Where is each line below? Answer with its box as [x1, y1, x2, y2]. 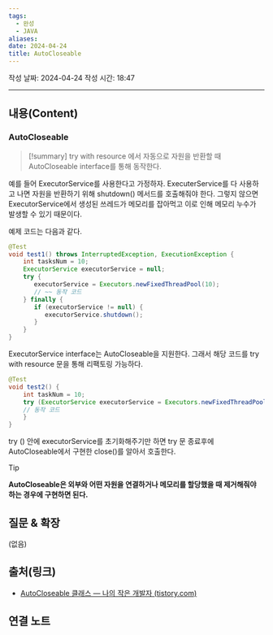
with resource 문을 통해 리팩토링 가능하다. [8, 359, 144, 369]
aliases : [8, 34, 38, 43]
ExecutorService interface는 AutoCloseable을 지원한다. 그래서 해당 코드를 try [8, 349, 260, 359]
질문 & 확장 [8, 515, 61, 529]
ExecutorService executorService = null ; [23, 265, 165, 273]
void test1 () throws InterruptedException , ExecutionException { [8, 250, 234, 259]
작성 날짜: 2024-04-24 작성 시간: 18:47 [8, 73, 136, 82]
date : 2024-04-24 [8, 42, 67, 50]
